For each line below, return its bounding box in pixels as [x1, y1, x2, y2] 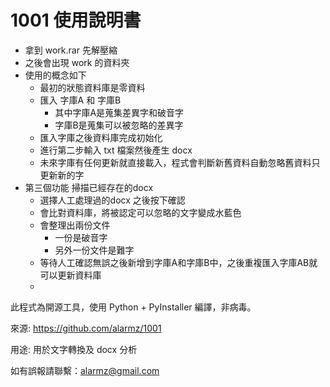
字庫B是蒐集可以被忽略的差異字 [54, 119, 184, 131]
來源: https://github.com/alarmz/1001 [10, 322, 162, 334]
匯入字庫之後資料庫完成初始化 [39, 131, 163, 143]
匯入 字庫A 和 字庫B [39, 94, 122, 106]
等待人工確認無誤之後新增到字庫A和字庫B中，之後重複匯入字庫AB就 [39, 256, 318, 268]
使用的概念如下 [24, 69, 87, 81]
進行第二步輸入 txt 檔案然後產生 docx [39, 144, 193, 156]
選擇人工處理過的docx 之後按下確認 [39, 194, 186, 206]
